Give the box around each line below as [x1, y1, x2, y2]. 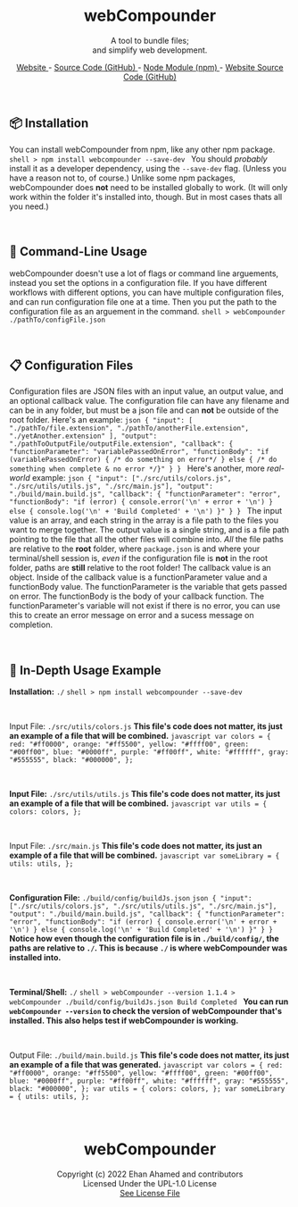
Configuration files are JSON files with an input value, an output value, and [9, 386, 284, 397]
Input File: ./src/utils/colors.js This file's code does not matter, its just [9, 721, 284, 732]
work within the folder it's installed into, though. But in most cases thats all [9, 191, 283, 202]
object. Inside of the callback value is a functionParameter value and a [9, 572, 268, 583]
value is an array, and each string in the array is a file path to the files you [9, 515, 279, 526]
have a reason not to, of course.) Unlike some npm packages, [9, 172, 236, 183]
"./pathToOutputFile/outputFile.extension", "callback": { [9, 440, 234, 448]
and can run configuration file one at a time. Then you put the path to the [9, 296, 277, 307]
